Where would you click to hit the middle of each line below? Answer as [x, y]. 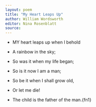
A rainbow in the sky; [34, 52]
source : [13, 28]
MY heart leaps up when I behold [46, 42]
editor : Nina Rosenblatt [31, 24]
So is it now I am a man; [37, 71]
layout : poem [19, 10]
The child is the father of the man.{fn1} [52, 100]
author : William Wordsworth [34, 19]
